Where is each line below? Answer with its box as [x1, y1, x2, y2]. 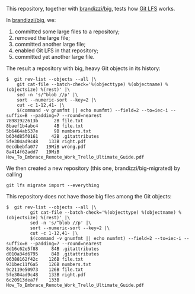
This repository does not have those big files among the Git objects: [6, 193, 172, 200]
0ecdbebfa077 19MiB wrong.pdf [6, 144, 86, 150]
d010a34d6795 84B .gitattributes [6, 251, 100, 257]
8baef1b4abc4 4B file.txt [6, 123, 84, 129]
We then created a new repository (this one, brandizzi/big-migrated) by [6, 165, 181, 172]
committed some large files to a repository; [14, 28, 120, 35]
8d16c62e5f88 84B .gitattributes [6, 246, 100, 252]
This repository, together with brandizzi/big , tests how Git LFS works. [6, 5, 175, 12]
